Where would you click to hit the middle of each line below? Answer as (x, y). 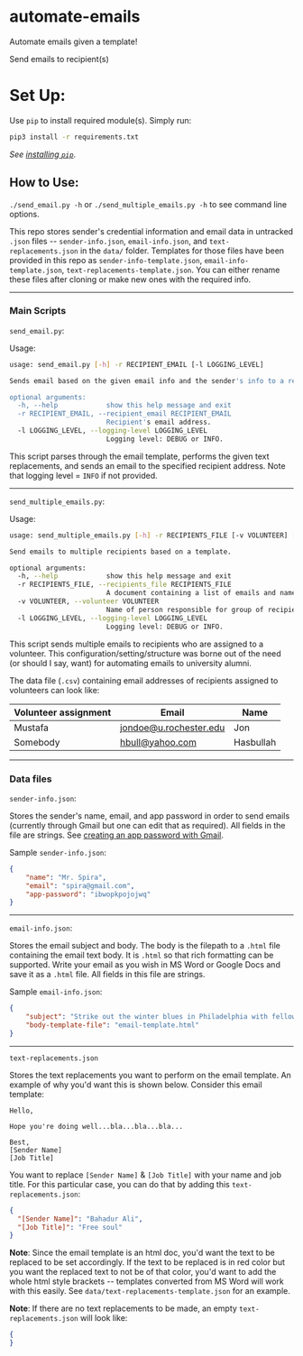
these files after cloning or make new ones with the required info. (130, 279)
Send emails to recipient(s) (60, 59)
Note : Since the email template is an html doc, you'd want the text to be (142, 1253)
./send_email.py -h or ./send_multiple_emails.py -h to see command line (148, 204)
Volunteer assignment (63, 712)
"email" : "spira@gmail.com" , (80, 885)
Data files (31, 779)
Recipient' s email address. (159, 422)
